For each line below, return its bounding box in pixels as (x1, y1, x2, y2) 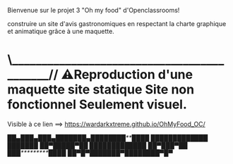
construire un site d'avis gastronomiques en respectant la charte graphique (7, 20, 227, 27)
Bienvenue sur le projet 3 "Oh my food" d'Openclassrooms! (7, 6, 180, 14)
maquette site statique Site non (7, 82, 195, 98)
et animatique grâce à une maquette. (7, 27, 114, 35)
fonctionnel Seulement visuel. (7, 96, 187, 113)
